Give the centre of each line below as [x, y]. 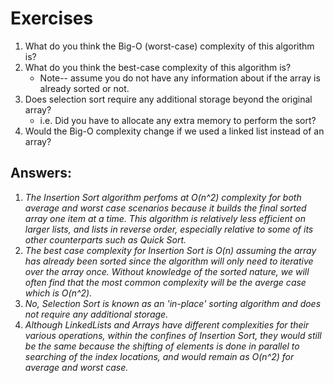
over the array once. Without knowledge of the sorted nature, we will [167, 271]
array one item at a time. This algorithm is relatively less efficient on [165, 218]
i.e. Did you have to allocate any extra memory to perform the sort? [178, 120]
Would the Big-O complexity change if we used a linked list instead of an [174, 131]
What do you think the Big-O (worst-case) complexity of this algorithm [169, 46]
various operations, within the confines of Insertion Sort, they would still [173, 335]
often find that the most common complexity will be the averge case [165, 282]
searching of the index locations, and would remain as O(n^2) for [159, 356]
